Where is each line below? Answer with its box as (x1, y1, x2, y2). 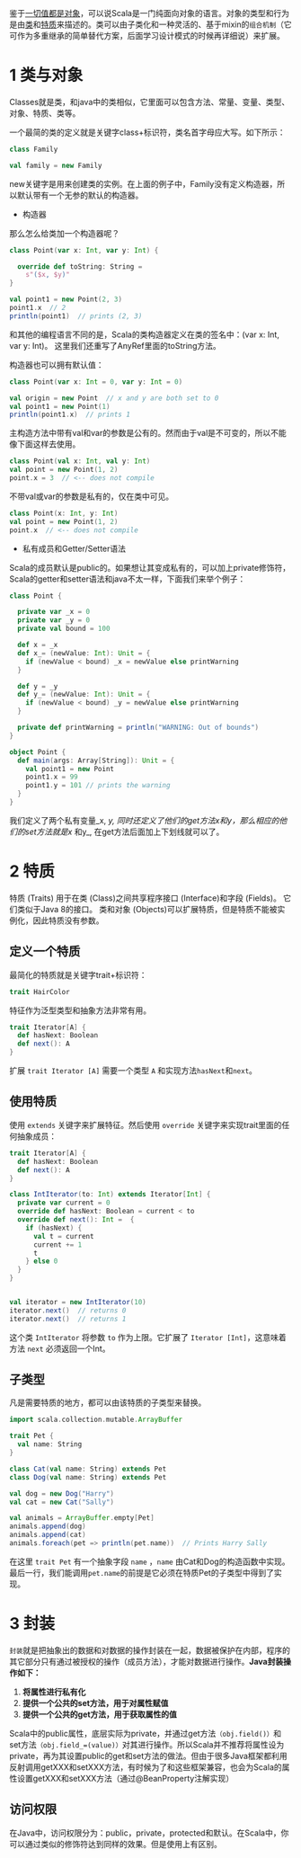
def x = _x (17, 641, 58, 650)
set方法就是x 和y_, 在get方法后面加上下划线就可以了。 (24, 826, 225, 837)
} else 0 (25, 1257, 58, 1266)
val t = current (32, 1231, 94, 1240)
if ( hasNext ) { (25, 1223, 83, 1232)
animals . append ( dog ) (9, 1522, 87, 1531)
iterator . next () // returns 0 (9, 1306, 127, 1315)
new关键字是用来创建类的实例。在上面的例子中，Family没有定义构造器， (9, 178, 278, 189)
